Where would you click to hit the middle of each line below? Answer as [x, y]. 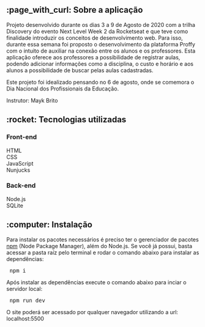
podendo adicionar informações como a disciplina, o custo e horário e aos [100, 64]
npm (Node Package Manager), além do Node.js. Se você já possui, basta [99, 246]
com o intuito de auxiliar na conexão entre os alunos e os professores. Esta [101, 51]
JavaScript [20, 163]
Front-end [22, 137]
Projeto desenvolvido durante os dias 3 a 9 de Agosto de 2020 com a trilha [101, 24]
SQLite [15, 205]
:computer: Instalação [50, 225]
